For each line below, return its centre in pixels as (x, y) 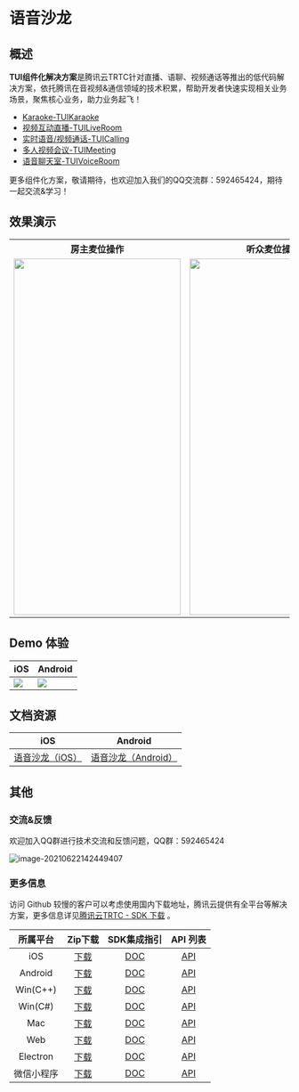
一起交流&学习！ (39, 191)
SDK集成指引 (135, 940)
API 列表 (188, 940)
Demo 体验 (39, 644)
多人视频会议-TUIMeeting (69, 150)
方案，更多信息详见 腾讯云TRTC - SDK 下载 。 (92, 916)
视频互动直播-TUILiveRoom (72, 127)
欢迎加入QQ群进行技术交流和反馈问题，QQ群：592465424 (117, 841)
